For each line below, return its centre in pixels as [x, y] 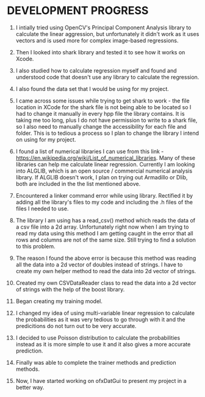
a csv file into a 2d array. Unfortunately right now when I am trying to [102, 227]
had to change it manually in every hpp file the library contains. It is [100, 113]
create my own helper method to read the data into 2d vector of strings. [106, 271]
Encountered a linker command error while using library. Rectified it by [104, 195]
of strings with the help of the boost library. [70, 289]
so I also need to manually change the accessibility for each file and [101, 126]
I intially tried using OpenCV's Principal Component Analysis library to [103, 27]
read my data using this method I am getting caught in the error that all [105, 233]
